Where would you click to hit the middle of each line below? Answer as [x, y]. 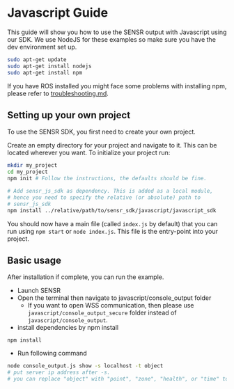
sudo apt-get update [37, 59]
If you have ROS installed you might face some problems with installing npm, [117, 86]
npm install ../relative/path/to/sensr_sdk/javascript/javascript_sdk [112, 210]
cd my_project [28, 172]
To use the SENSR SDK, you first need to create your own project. [102, 132]
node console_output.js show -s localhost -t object [85, 366]
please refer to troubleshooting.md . [58, 93]
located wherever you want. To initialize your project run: [89, 153]
